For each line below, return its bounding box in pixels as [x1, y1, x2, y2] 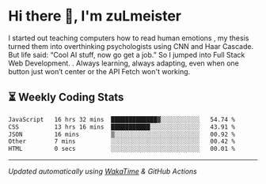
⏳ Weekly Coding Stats [8, 91, 124, 104]
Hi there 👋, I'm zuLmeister [8, 7, 182, 25]
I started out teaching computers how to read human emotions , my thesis [8, 33, 249, 43]
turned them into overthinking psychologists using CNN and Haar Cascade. [8, 41, 254, 51]
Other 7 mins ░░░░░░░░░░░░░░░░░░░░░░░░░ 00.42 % [8, 137, 236, 145]
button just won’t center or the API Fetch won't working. [8, 66, 191, 76]
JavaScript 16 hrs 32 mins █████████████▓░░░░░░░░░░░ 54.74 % [8, 115, 236, 123]
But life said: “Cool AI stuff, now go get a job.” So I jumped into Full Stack [8, 50, 245, 59]
